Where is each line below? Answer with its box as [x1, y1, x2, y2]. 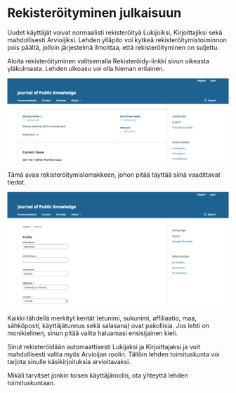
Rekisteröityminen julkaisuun [7, 5, 182, 21]
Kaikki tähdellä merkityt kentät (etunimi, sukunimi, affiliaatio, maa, [7, 313, 197, 322]
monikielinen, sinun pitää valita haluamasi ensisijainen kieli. [7, 329, 178, 337]
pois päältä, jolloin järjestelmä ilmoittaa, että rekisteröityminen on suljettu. [7, 43, 220, 51]
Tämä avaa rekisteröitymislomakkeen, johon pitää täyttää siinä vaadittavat [7, 170, 221, 179]
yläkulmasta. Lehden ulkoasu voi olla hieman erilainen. [7, 64, 165, 73]
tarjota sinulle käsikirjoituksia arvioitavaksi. [7, 357, 131, 366]
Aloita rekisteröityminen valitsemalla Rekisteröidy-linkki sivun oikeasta [7, 56, 209, 65]
